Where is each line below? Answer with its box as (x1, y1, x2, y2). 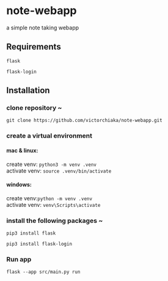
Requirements (6, 42, 61, 52)
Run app (6, 255, 32, 263)
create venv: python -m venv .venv (6, 194, 93, 202)
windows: (6, 181, 32, 189)
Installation (6, 85, 50, 96)
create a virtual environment (6, 132, 93, 140)
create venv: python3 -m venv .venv (6, 160, 97, 168)
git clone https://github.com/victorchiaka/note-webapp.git (6, 118, 163, 124)
